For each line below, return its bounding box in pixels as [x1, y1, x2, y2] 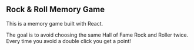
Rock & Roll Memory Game [6, 5, 105, 15]
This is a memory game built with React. [6, 20, 103, 27]
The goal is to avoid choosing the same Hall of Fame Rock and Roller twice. [6, 31, 189, 38]
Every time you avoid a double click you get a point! [6, 37, 131, 44]
